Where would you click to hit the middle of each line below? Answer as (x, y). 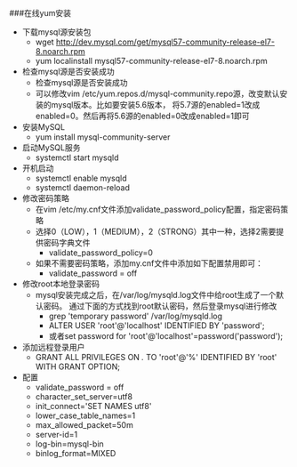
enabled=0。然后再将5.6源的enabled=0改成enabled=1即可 (143, 116)
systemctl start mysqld (77, 157)
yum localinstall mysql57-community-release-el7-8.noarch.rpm (152, 61)
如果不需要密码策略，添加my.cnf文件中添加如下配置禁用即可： (149, 263)
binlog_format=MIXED (76, 453)
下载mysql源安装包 (56, 32)
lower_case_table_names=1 (85, 415)
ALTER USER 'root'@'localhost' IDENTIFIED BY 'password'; (157, 326)
